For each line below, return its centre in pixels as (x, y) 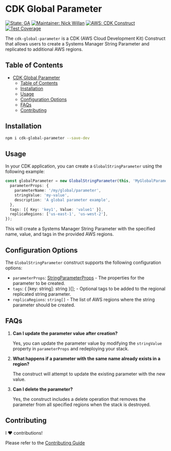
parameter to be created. (39, 283)
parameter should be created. (44, 305)
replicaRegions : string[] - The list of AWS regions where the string (84, 299)
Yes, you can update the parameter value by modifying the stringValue (87, 343)
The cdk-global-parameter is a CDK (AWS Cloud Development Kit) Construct (85, 38)
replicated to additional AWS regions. (44, 49)
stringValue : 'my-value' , (42, 195)
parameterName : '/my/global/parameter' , (58, 191)
